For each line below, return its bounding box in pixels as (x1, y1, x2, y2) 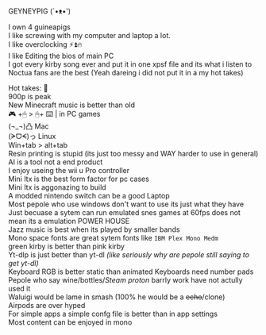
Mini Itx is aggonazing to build (8, 183, 106, 192)
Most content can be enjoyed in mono (8, 318, 133, 327)
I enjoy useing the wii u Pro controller (8, 166, 130, 175)
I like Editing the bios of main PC (8, 51, 114, 60)
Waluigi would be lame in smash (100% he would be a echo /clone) (8, 292, 226, 302)
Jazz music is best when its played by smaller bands (8, 225, 180, 234)
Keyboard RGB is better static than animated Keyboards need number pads (8, 267, 254, 276)
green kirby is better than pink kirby (8, 241, 125, 251)
